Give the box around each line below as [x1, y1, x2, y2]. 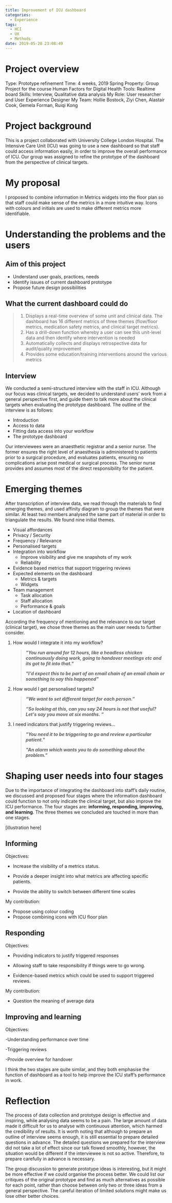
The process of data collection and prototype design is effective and [5, 1112, 150, 1118]
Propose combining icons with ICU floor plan [12, 914, 108, 920]
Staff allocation [20, 598, 53, 604]
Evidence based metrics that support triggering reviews [12, 565, 131, 571]
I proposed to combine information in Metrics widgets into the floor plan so [5, 194, 164, 200]
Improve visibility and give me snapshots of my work [20, 554, 132, 560]
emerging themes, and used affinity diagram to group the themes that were [5, 506, 164, 512]
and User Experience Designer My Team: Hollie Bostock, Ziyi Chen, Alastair [5, 96, 165, 103]
